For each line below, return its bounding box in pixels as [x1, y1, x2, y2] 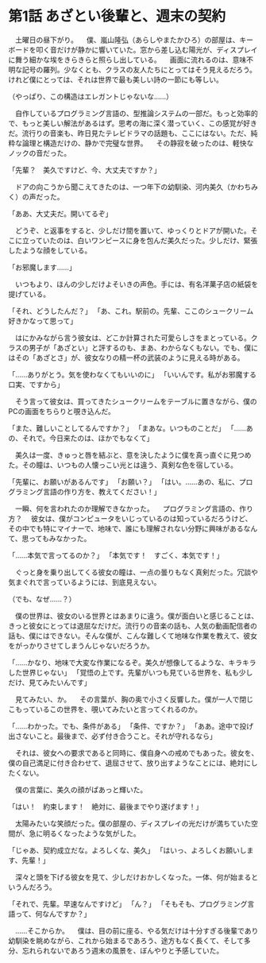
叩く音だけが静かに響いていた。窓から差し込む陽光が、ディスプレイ [35, 44, 258, 54]
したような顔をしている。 [8, 246, 92, 255]
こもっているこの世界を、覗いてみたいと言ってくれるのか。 [8, 704, 202, 714]
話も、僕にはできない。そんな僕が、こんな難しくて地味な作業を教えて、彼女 [8, 631, 258, 640]
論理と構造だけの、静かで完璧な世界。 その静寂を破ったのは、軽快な [21, 138, 254, 148]
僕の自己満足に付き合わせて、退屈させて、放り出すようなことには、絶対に [8, 758, 252, 768]
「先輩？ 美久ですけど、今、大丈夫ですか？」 [8, 164, 161, 175]
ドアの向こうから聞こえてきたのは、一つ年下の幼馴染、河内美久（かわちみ [14, 182, 258, 191]
